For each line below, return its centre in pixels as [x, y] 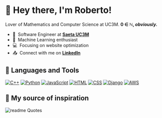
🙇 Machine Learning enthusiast [45, 39]
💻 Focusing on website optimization [50, 45]
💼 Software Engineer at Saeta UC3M [50, 34]
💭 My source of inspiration [47, 98]
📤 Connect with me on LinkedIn [46, 52]
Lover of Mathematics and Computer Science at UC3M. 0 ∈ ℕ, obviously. [81, 24]
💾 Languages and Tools [42, 70]
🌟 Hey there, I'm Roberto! [58, 10]
